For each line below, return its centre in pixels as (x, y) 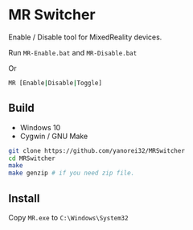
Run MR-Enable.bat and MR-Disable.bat (73, 52)
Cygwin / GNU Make (54, 136)
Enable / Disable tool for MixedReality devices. (85, 37)
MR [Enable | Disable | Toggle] (55, 83)
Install (24, 198)
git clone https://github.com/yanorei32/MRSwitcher (96, 150)
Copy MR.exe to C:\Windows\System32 (68, 217)
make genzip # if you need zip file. (72, 173)
